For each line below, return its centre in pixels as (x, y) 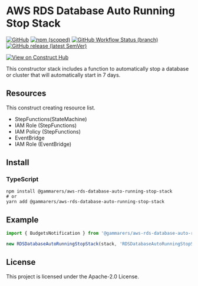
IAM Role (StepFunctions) (46, 125)
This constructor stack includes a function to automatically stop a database (98, 68)
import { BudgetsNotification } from (52, 234)
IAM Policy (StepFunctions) (48, 131)
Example (22, 220)
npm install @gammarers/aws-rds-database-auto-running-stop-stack (89, 192)
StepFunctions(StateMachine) (51, 119)
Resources (26, 93)
